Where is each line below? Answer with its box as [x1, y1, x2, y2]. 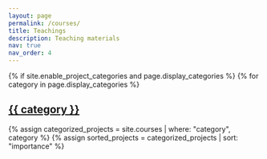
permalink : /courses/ [8, 19, 81, 27]
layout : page [8, 11, 52, 20]
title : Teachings [8, 26, 67, 35]
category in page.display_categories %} [8, 79, 140, 89]
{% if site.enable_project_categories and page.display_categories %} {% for [8, 71, 259, 80]
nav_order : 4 [8, 49, 52, 57]
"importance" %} [8, 141, 65, 151]
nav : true [8, 42, 42, 50]
